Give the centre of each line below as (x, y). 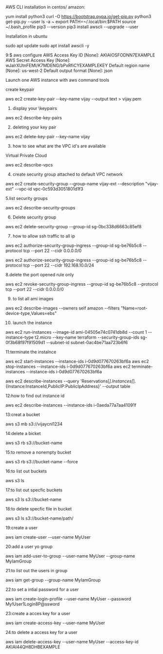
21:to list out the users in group (36, 571)
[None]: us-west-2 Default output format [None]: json (59, 71)
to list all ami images (33, 299)
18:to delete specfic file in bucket (39, 509)
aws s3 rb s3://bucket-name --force (42, 462)
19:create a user (22, 528)
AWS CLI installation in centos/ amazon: (45, 7)
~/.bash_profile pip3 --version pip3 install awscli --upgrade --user (72, 27)
